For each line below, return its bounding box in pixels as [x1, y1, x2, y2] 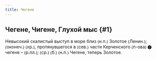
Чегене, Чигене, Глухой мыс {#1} [5, 26, 113, 34]
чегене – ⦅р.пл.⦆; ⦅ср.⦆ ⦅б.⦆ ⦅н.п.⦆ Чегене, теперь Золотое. [5, 50, 122, 56]
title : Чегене [5, 7, 35, 12]
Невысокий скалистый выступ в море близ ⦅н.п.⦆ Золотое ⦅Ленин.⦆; [5, 38, 147, 44]
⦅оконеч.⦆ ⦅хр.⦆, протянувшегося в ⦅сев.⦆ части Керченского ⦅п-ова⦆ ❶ [5, 44, 152, 50]
